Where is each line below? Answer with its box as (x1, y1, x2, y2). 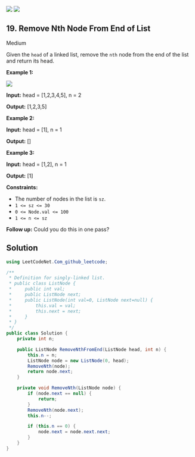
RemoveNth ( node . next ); (27, 407, 84, 413)
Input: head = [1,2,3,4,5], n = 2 (6, 91, 82, 98)
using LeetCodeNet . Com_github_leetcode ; (6, 259, 109, 265)
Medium (6, 39, 27, 46)
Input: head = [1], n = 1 (6, 126, 63, 133)
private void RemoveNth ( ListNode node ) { (17, 385, 121, 391)
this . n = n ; (27, 352, 58, 358)
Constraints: (6, 183, 38, 190)
